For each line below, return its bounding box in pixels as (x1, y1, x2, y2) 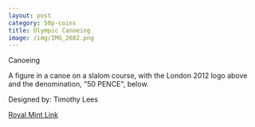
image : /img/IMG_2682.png (8, 33, 94, 42)
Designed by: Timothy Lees (8, 94, 98, 104)
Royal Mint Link (8, 110, 59, 120)
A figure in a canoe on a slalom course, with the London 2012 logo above (8, 71, 248, 80)
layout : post (8, 11, 52, 20)
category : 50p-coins (8, 19, 77, 27)
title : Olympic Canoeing (8, 26, 91, 34)
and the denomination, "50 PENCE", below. (8, 79, 149, 89)
